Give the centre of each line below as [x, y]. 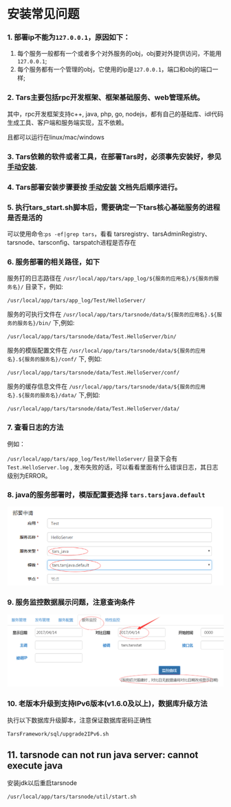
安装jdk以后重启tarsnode [42, 783]
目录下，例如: [44, 287]
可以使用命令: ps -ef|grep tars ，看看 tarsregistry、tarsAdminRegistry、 [109, 234]
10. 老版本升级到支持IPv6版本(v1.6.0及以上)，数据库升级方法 [107, 704]
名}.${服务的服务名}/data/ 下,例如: [54, 395]
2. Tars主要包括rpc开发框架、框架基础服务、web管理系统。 [106, 98]
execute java [35, 766]
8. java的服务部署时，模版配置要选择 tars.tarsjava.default [106, 495]
